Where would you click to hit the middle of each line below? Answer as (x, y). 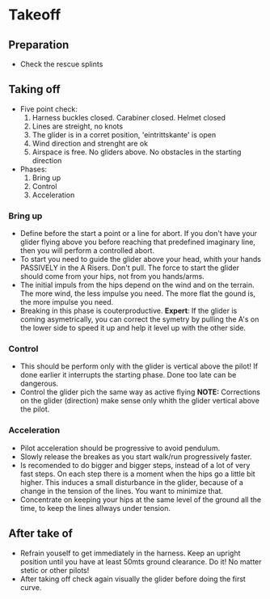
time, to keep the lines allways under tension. (95, 508)
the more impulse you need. (67, 302)
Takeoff (35, 15)
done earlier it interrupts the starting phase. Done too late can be (128, 375)
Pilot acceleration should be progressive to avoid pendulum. (120, 448)
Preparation (39, 45)
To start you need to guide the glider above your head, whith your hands (140, 259)
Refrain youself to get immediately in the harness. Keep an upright (130, 553)
